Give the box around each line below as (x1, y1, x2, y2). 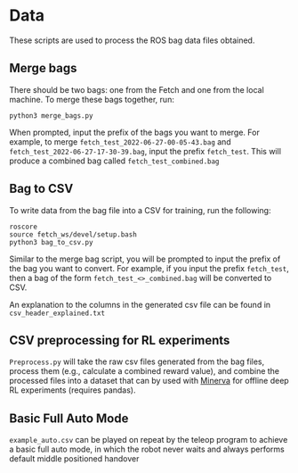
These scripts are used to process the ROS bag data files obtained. (9, 35, 255, 46)
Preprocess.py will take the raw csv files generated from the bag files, (9, 356, 265, 367)
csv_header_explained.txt (9, 309, 105, 318)
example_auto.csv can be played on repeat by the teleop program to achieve (9, 435, 288, 445)
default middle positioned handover (9, 453, 140, 464)
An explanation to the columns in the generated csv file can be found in (9, 299, 271, 310)
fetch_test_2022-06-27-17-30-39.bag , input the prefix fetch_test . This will (9, 145, 282, 156)
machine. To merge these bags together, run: (9, 94, 175, 104)
